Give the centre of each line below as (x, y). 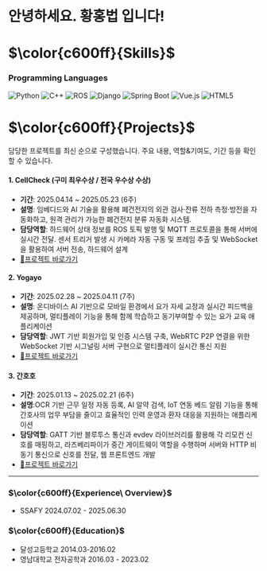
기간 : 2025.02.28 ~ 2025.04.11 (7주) (77, 297)
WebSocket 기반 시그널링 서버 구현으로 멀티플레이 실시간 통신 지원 (123, 346)
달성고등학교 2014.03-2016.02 (68, 549)
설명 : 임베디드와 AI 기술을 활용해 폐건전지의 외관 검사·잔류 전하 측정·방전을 (134, 209)
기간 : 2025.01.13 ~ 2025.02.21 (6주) (77, 395)
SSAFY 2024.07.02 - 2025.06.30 (73, 511)
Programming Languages (58, 78)
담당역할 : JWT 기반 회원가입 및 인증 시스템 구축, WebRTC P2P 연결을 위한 (135, 336)
